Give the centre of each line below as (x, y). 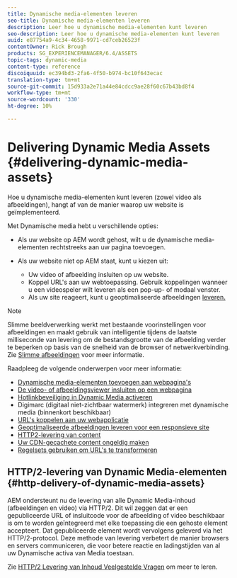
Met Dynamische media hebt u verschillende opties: (83, 226)
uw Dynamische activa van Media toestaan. (71, 552)
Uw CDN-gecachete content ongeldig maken (83, 442)
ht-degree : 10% (30, 106)
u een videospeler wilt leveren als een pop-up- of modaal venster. (124, 289)
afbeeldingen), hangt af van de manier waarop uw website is (96, 204)
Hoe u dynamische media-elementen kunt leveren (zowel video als (104, 197)
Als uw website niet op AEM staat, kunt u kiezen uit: (93, 261)
